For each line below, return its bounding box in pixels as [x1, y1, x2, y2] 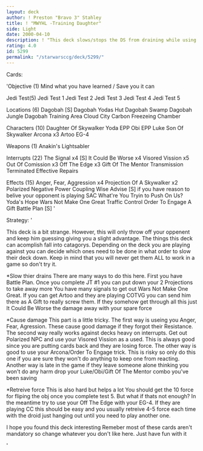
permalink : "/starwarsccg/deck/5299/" [6, 54, 104, 60]
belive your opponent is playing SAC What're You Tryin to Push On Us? [6, 192, 184, 199]
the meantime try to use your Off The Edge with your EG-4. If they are [6, 399, 181, 406]
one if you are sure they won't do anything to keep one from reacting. [6, 354, 180, 362]
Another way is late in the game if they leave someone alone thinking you [6, 361, 189, 368]
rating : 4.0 [6, 43, 36, 49]
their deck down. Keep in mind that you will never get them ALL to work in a [6, 254, 195, 261]
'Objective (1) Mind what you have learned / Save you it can [6, 83, 155, 90]
